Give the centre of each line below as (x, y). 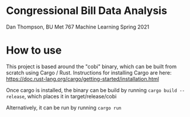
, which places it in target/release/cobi (70, 96)
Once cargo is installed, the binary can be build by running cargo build (91, 90)
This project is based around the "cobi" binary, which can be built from (91, 66)
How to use (34, 50)
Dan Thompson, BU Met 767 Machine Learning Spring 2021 (78, 27)
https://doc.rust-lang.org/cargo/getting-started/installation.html (83, 79)
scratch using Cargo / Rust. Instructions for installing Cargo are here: (89, 72)
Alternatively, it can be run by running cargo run (64, 107)
